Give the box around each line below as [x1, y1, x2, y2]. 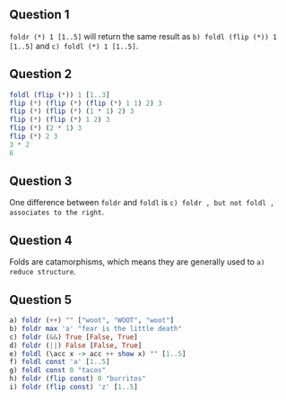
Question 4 [9, 232, 74, 248]
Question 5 [9, 291, 73, 308]
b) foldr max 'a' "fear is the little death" [9, 324, 182, 333]
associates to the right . [9, 206, 105, 218]
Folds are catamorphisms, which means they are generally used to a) [9, 257, 265, 267]
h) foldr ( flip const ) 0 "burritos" [9, 374, 146, 384]
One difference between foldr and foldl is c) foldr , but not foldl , [9, 197, 275, 208]
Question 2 [9, 66, 73, 82]
